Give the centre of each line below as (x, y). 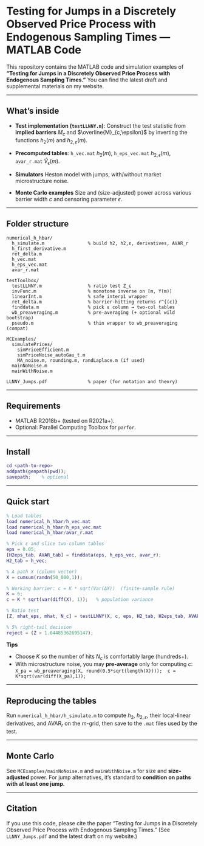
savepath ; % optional (38, 477)
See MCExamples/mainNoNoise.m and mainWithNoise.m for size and (87, 771)
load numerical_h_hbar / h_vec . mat (49, 521)
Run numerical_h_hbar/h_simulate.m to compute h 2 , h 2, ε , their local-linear (99, 716)
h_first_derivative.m (39, 248)
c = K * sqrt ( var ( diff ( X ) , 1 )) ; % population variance (80, 600)
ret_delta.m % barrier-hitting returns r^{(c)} (95, 302)
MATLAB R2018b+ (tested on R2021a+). (65, 420)
